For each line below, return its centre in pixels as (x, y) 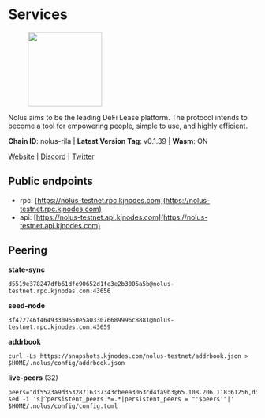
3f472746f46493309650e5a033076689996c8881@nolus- (91, 320)
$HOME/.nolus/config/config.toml (63, 406)
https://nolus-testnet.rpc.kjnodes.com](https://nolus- (123, 200)
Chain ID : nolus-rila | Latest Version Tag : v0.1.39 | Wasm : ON (108, 141)
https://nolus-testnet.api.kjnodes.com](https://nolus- (122, 217)
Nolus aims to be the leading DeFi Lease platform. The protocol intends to (128, 117)
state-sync (27, 269)
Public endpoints (50, 181)
